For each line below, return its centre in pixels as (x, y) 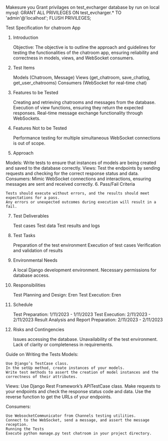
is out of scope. (29, 143)
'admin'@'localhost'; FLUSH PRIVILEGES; (49, 18)
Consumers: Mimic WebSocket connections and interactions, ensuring (78, 179)
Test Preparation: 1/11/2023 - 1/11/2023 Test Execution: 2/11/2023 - (82, 314)
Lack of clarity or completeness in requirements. (63, 345)
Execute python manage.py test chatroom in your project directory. (79, 433)
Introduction (26, 38)
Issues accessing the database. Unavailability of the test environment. (85, 339)
